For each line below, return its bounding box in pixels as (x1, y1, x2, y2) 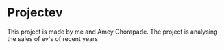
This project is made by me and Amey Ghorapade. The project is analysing (7, 27, 218, 36)
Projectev (7, 5, 63, 21)
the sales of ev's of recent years (7, 34, 98, 42)
